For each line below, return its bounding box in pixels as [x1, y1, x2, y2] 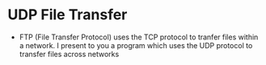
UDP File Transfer [7, 6, 128, 24]
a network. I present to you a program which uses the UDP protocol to [19, 40, 253, 50]
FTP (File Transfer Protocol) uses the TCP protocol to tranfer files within [19, 32, 259, 42]
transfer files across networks [19, 49, 120, 59]
